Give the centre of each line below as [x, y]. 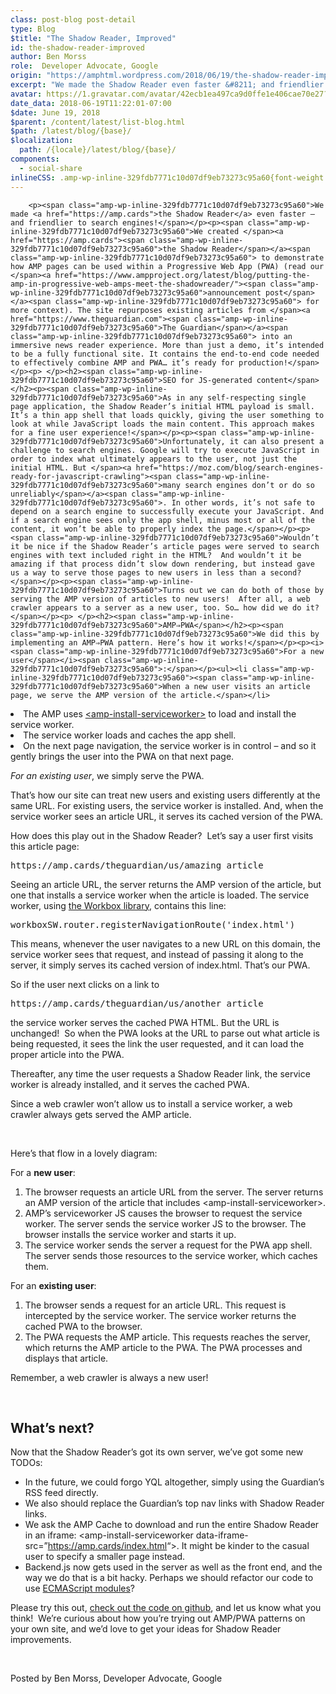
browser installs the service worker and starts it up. [130, 1234]
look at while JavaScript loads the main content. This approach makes [162, 424]
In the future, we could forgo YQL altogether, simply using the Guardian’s [174, 1482]
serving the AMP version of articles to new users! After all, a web [160, 599]
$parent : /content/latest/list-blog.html [98, 122]
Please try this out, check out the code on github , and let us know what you [166, 1608]
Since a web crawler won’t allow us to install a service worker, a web [151, 1103]
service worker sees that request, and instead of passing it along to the [157, 954]
